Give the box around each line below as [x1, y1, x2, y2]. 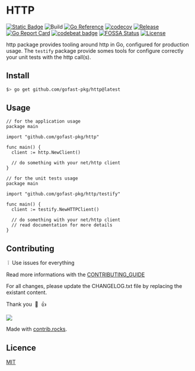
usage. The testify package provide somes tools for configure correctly [6, 47, 184, 54]
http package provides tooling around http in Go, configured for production [6, 41, 189, 48]
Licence [6, 343, 37, 353]
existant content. [6, 289, 47, 296]
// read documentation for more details [11, 222, 113, 228]
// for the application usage [6, 119, 81, 124]
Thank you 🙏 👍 [6, 300, 47, 308]
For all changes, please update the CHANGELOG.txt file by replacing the [6, 283, 183, 290]
